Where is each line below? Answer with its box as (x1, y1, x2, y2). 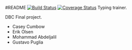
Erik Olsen (12, 29, 34, 34)
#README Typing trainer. (5, 5, 127, 10)
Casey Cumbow (12, 24, 45, 29)
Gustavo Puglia (12, 39, 44, 45)
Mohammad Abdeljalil (12, 34, 57, 40)
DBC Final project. (5, 14, 42, 20)
